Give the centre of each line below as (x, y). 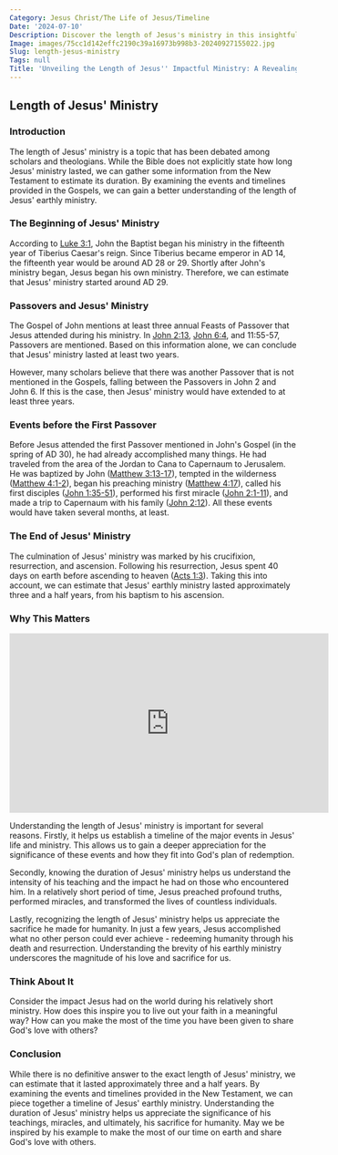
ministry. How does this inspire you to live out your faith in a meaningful (143, 1011)
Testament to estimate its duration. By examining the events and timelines (148, 180)
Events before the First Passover (83, 425)
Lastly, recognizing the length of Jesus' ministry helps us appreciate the (145, 919)
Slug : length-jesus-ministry (65, 52)
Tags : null (30, 60)
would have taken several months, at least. (90, 512)
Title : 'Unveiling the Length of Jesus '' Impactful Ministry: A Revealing (154, 69)
